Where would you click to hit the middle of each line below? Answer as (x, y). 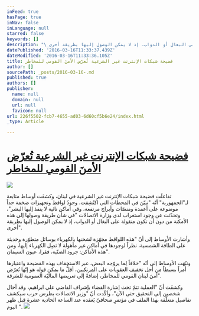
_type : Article (25, 122)
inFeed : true (23, 12)
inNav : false (23, 22)
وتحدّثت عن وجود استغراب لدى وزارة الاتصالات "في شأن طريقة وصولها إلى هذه (94, 215)
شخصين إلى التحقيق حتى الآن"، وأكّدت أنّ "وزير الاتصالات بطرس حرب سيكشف (94, 294)
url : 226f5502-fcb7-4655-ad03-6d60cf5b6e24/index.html (76, 116)
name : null (25, 94)
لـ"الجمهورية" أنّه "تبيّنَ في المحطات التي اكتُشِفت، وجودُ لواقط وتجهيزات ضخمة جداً (97, 202)
